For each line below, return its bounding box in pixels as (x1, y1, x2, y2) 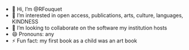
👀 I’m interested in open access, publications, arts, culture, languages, (11, 12, 184, 19)
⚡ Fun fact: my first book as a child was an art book (11, 37, 137, 44)
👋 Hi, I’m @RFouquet (11, 6, 62, 12)
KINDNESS (11, 18, 39, 25)
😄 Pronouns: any (11, 31, 55, 38)
